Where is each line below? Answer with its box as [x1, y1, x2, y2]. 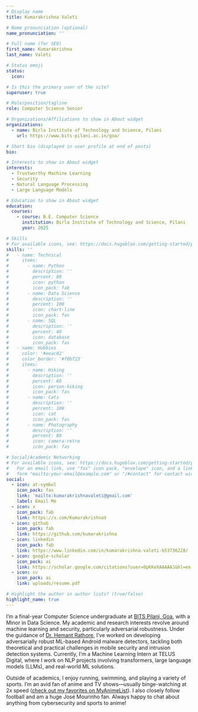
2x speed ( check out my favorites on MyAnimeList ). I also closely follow [6, 687, 180, 694]
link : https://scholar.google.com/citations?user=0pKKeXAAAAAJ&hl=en [16, 564, 192, 570]
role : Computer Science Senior [6, 106, 83, 112]
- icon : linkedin [11, 537, 54, 543]
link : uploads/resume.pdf [16, 581, 81, 586]
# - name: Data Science [6, 290, 81, 296]
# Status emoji [6, 62, 44, 68]
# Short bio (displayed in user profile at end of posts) [6, 143, 151, 149]
